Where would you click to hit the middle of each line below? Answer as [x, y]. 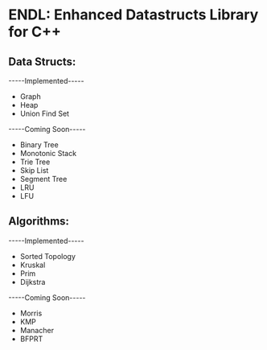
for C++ [35, 32]
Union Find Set [45, 113]
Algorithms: [39, 222]
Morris [31, 313]
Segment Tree [43, 179]
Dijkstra [33, 282]
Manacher [37, 330]
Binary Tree [39, 145]
